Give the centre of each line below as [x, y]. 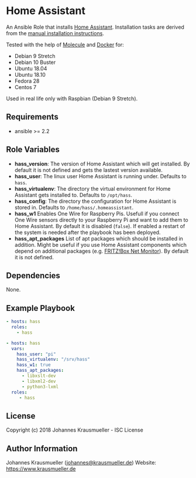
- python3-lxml [40, 387]
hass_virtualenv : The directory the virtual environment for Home [92, 188]
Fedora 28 [27, 81]
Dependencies [33, 275]
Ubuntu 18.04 [31, 68]
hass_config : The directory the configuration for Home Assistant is [95, 201]
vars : [18, 348]
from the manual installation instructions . [55, 33]
